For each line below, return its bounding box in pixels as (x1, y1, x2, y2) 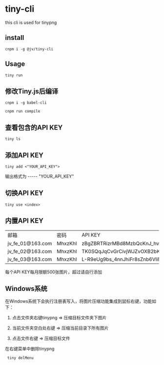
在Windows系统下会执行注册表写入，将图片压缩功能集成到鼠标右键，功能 (5, 298, 152, 304)
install (5, 34, 24, 42)
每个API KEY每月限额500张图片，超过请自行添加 (5, 269, 102, 275)
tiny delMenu (7, 356, 34, 361)
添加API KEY (5, 151, 44, 159)
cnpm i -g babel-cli (5, 100, 47, 105)
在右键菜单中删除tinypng (5, 346, 55, 352)
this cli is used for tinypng (5, 19, 57, 25)
